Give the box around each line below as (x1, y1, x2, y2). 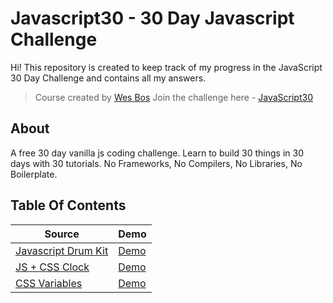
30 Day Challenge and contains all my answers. (10, 72, 207, 84)
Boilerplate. (10, 168, 58, 180)
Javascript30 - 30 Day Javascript (10, 7, 295, 30)
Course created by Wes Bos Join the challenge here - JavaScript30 (34, 91, 313, 103)
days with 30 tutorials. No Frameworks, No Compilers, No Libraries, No (10, 157, 303, 169)
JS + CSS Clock (15, 260, 90, 274)
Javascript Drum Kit (15, 243, 109, 257)
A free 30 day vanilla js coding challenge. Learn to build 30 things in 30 (10, 147, 304, 159)
